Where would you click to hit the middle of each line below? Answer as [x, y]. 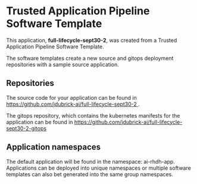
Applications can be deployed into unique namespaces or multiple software [99, 168]
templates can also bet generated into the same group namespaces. [90, 174]
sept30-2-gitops [26, 128]
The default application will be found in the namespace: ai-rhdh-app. [91, 161]
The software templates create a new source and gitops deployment [90, 58]
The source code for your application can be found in [71, 97]
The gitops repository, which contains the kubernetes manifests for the [93, 115]
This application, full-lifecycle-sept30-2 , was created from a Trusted [92, 40]
